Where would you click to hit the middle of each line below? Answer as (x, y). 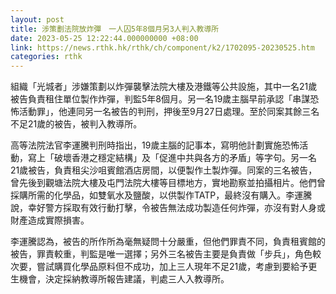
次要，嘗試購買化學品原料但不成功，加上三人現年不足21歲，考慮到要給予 (159, 267)
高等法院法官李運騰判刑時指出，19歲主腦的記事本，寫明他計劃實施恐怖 (155, 145)
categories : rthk (46, 57)
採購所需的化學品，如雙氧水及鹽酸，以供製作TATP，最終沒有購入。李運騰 (161, 195)
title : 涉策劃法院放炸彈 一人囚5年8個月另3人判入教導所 (115, 29)
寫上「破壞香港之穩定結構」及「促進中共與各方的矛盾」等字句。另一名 (172, 158)
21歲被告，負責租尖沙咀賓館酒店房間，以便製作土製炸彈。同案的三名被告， (164, 170)
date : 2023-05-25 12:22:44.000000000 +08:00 (104, 38)
